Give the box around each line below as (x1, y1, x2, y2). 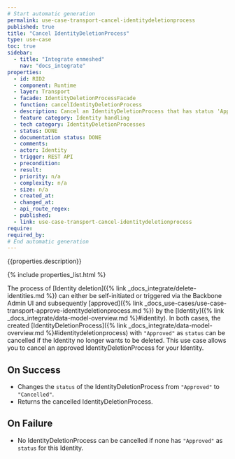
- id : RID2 (13, 75, 45, 83)
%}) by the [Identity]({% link (143, 306, 225, 315)
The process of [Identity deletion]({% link (7, 284, 127, 292)
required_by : (7, 232, 45, 239)
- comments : (13, 141, 49, 148)
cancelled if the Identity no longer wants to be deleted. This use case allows (7, 337, 227, 345)
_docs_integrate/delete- (127, 284, 197, 292)
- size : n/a (13, 186, 49, 193)
